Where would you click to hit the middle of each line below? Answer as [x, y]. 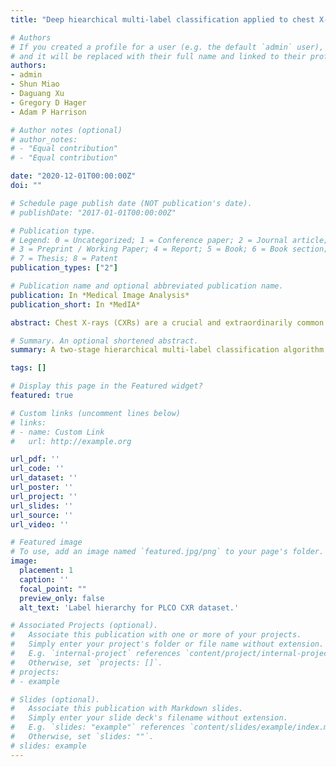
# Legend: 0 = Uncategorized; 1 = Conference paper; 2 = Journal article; [169, 240]
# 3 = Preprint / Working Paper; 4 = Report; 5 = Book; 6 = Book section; [169, 249]
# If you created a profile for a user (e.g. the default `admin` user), [167, 47]
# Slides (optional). [55, 699]
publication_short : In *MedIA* [75, 304]
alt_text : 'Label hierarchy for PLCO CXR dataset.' [129, 607]
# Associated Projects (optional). [84, 626]
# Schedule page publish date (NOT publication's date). [131, 203]
